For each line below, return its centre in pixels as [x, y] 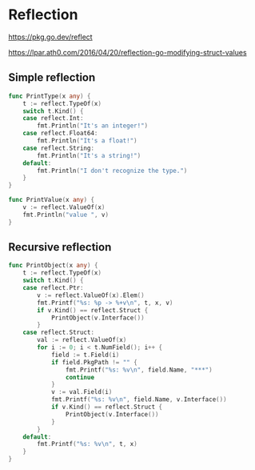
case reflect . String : [58, 148]
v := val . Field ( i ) [82, 392]
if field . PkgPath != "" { [94, 362]
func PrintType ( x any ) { [50, 96]
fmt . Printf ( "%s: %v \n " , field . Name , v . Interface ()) [139, 400]
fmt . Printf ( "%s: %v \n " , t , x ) [87, 444]
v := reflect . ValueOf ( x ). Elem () [91, 295]
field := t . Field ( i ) [85, 355]
